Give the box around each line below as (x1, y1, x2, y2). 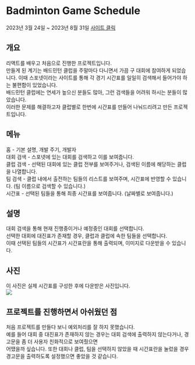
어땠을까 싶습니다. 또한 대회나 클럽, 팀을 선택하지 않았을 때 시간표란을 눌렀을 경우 (6, 346, 189, 352)
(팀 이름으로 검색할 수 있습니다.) (13, 182, 86, 189)
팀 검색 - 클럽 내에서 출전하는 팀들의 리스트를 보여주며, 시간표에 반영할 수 (6, 175, 172, 182)
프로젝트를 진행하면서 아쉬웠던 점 (6, 307, 118, 317)
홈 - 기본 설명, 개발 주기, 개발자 (6, 146, 77, 153)
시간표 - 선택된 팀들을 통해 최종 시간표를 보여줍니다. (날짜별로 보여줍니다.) (6, 190, 173, 197)
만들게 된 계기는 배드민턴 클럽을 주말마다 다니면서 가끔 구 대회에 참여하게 (6, 67, 171, 74)
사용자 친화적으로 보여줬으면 (34, 338, 98, 345)
